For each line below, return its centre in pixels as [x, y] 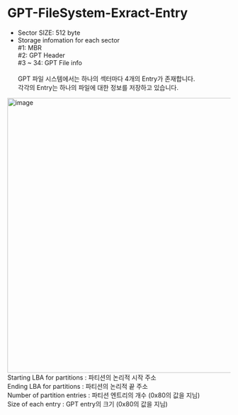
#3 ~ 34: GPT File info [50, 62]
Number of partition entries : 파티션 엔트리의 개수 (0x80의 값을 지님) [104, 395]
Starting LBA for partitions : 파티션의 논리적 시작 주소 [82, 377]
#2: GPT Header [41, 55]
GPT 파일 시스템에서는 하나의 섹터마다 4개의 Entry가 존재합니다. [106, 79]
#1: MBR [30, 47]
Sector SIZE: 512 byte [49, 33]
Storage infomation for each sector [69, 40]
